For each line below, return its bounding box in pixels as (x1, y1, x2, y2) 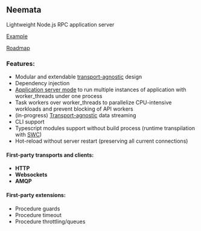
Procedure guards (14, 205, 60, 212)
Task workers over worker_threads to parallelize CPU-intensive (14, 99, 172, 106)
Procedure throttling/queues (14, 218, 86, 225)
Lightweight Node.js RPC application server (6, 21, 115, 28)
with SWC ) (14, 131, 42, 138)
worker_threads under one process (14, 93, 103, 100)
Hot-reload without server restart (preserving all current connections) (14, 137, 188, 145)
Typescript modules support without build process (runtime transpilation (14, 125, 195, 132)
